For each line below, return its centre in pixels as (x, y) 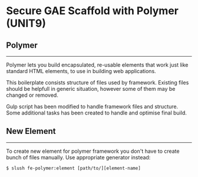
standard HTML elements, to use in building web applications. (81, 71)
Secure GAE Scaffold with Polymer (92, 11)
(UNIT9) (26, 23)
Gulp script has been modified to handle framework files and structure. (92, 106)
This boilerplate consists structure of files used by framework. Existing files (98, 83)
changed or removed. (32, 95)
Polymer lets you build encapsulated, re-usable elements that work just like (97, 65)
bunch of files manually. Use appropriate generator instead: (78, 157)
